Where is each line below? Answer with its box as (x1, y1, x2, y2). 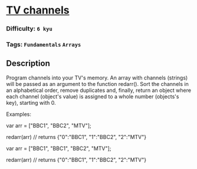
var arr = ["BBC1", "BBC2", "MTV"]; (6, 122, 91, 129)
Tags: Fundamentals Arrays (6, 41, 81, 49)
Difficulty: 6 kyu (6, 25, 53, 33)
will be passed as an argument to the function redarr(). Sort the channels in (6, 80, 189, 87)
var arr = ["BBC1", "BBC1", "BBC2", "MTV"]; (6, 145, 111, 152)
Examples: (6, 110, 31, 118)
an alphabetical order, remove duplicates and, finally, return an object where (6, 87, 192, 94)
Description (6, 58, 50, 68)
